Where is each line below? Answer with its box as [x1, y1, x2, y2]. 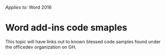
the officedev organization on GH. [5, 44, 77, 50]
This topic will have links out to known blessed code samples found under [5, 38, 161, 44]
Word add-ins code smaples [5, 22, 128, 33]
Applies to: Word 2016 [5, 5, 52, 10]
